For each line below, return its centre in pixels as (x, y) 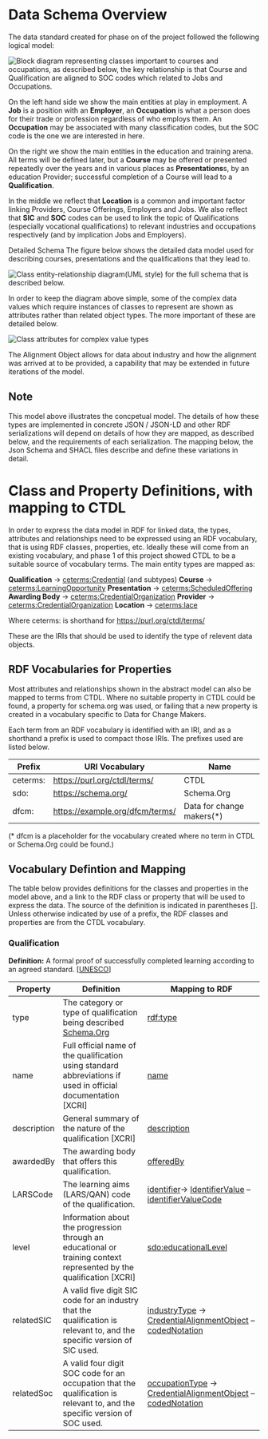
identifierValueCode (184, 1199)
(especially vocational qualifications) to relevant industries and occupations (132, 226)
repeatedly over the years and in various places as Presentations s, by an (129, 168)
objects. (22, 644)
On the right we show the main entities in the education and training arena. (131, 151)
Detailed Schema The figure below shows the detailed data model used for (131, 250)
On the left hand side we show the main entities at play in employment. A (128, 102)
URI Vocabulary (114, 767)
